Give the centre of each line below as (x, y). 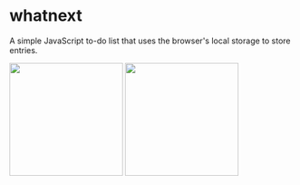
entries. (24, 50)
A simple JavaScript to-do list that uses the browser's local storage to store (150, 41)
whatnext (46, 16)
